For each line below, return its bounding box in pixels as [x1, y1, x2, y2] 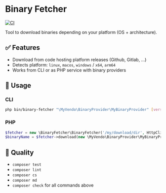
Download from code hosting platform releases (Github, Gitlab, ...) [12, 57, 147, 63]
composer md [12, 178, 37, 183]
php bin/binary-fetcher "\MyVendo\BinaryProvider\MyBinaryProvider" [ [5, 107, 154, 112]
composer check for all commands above [12, 182, 94, 188]
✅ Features [5, 43, 41, 52]
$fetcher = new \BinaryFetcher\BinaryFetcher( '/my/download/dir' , [5, 130, 145, 135]
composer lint [12, 167, 41, 173]
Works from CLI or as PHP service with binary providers [12, 67, 126, 73]
